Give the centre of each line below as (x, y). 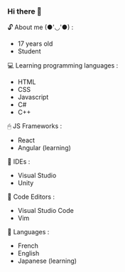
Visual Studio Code (46, 211)
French (28, 246)
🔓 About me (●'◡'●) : (40, 27)
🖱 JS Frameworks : (35, 126)
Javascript (33, 97)
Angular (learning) (44, 148)
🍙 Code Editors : (31, 197)
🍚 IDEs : (19, 162)
